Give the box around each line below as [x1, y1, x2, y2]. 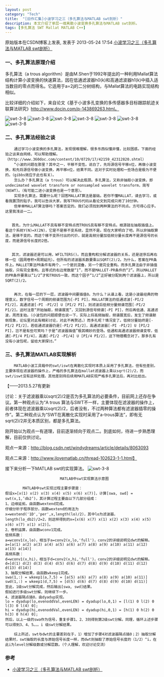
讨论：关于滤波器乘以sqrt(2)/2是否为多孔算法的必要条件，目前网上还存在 [5, 393, 152, 399]
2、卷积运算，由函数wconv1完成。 [5, 528, 65, 532]
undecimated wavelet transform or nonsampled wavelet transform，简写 [5, 183, 150, 188]
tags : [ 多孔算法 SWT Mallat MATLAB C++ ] [5, 25, 86, 30]
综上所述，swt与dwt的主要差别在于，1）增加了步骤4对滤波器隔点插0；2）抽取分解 [14, 632, 156, 637]
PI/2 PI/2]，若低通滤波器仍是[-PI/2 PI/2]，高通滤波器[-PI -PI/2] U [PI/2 [5, 323, 150, 328]
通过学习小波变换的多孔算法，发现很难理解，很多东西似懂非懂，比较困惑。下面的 [14, 146, 153, 151]
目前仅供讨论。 [13, 435, 44, 440]
